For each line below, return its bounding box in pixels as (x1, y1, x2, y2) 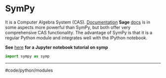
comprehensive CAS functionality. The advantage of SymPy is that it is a (5, 29, 153, 35)
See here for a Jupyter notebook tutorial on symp (5, 44, 108, 50)
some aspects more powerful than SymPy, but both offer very (5, 24, 131, 30)
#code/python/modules (5, 67, 53, 73)
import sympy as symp (5, 53, 50, 59)
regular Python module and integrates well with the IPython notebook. (5, 35, 147, 41)
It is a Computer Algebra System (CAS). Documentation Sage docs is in (5, 19, 151, 25)
